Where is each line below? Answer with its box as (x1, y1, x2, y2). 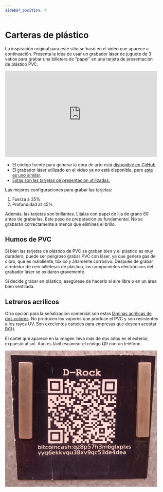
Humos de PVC (5, 235, 52, 243)
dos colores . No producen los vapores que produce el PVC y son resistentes (5, 316, 159, 322)
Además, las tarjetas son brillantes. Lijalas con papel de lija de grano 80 (5, 211, 149, 216)
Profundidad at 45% (12, 201, 53, 207)
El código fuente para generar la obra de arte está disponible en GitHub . (12, 161, 157, 168)
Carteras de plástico (5, 29, 89, 40)
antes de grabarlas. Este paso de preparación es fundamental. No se (5, 216, 143, 222)
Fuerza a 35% (12, 196, 40, 202)
